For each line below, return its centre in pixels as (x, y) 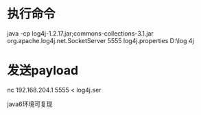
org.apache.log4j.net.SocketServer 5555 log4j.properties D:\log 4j (100, 40)
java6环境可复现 (30, 104)
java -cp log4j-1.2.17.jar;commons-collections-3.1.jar (81, 33)
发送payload (43, 71)
